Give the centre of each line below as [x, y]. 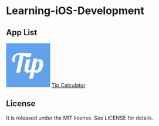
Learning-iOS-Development [75, 11]
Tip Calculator [68, 85]
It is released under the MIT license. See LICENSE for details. [80, 118]
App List [22, 33]
